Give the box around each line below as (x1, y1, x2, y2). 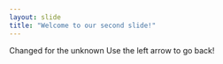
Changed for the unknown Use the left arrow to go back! (9, 45, 215, 55)
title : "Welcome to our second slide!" (9, 21, 157, 30)
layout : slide (9, 12, 62, 22)
